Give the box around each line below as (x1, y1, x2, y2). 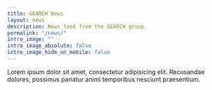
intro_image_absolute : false (7, 42, 92, 49)
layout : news (7, 17, 45, 24)
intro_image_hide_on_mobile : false (7, 49, 111, 56)
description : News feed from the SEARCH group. (7, 23, 148, 30)
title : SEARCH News (7, 10, 64, 17)
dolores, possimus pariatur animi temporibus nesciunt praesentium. (7, 75, 201, 83)
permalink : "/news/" (7, 29, 67, 37)
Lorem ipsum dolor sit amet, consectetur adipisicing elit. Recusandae (7, 67, 205, 76)
